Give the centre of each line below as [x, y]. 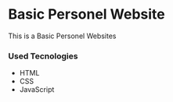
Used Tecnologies [43, 56]
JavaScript [37, 90]
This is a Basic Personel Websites [62, 36]
